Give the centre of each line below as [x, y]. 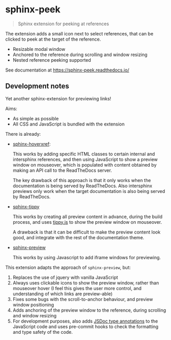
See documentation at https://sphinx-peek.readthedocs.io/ [67, 70]
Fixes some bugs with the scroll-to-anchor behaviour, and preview [83, 299]
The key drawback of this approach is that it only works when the [82, 180]
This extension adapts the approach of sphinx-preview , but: [68, 267]
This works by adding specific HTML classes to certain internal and [84, 154]
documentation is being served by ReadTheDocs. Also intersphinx [82, 186]
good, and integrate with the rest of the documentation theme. [78, 237]
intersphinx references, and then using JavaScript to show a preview [85, 159]
